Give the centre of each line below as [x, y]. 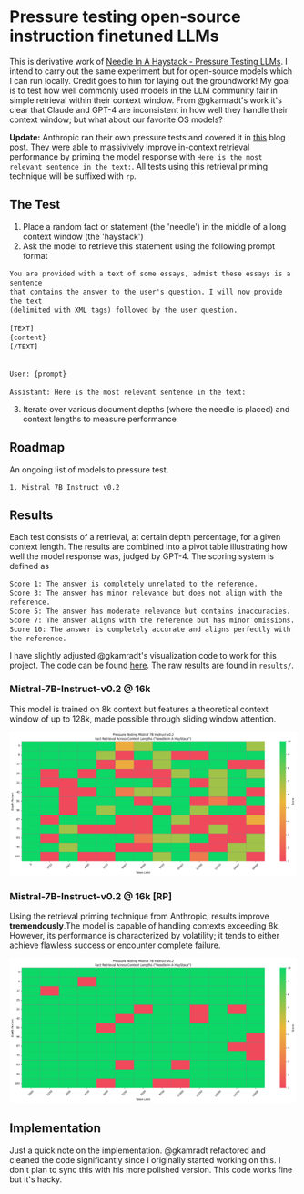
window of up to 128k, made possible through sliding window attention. [143, 719]
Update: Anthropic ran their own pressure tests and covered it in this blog [147, 137]
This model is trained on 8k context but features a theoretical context [139, 709]
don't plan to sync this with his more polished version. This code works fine [151, 1169]
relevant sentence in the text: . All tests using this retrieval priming [139, 166]
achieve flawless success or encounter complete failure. [115, 945]
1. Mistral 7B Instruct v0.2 [65, 487]
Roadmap [37, 447]
